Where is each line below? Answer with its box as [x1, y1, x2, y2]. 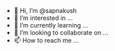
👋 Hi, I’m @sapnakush [13, 7, 77, 14]
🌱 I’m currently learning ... [13, 21, 89, 29]
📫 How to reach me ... [13, 37, 79, 44]
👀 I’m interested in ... [13, 14, 73, 22]
